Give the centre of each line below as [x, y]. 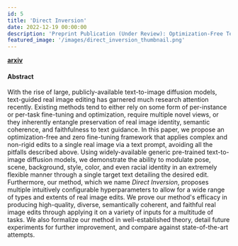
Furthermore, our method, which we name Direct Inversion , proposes [108, 182]
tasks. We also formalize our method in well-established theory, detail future [119, 220]
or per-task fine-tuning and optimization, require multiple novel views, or [113, 115]
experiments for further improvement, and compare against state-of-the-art [118, 228]
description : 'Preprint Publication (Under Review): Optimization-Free [115, 34]
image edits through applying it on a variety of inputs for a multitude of [110, 212]
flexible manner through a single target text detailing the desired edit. [108, 175]
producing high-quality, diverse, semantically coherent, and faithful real [112, 205]
